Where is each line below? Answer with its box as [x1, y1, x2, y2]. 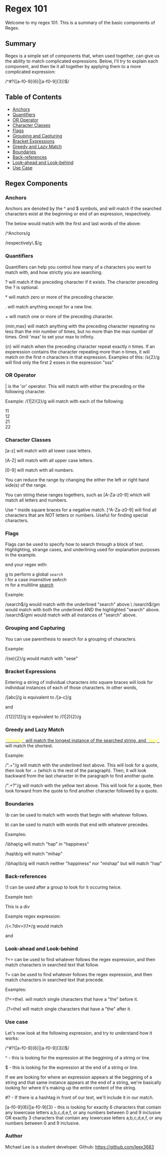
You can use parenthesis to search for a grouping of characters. [5, 636, 137, 642]
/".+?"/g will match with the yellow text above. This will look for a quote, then [5, 783, 163, 789]
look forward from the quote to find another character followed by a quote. [5, 788, 159, 794]
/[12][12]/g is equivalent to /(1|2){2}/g [5, 714, 81, 720]
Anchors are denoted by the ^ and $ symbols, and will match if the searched [5, 206, 162, 212]
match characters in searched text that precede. [5, 977, 105, 983]
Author [5, 1132, 23, 1139]
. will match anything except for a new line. [5, 303, 93, 309]
